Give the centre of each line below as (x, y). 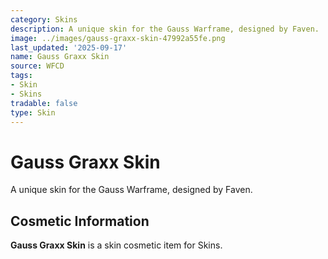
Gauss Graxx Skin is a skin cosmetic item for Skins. (116, 245)
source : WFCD (37, 66)
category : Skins (44, 19)
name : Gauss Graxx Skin (60, 57)
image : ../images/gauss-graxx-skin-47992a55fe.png (118, 38)
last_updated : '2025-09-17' (69, 47)
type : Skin (33, 112)
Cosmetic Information (80, 221)
